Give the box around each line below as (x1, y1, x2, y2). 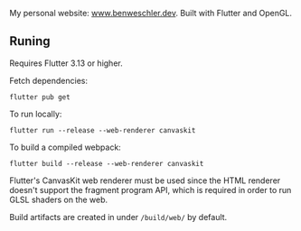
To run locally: (9, 108, 62, 119)
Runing (9, 33, 51, 49)
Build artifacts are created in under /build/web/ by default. (9, 211, 228, 222)
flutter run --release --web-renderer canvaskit (9, 125, 196, 134)
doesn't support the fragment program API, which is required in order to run (9, 184, 292, 195)
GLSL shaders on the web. (9, 194, 108, 205)
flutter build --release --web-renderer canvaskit (9, 159, 204, 168)
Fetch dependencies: (9, 75, 89, 86)
